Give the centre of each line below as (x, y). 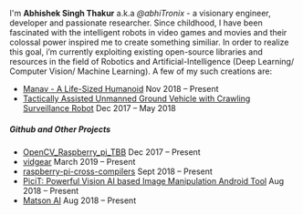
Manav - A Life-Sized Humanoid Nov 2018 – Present (120, 89)
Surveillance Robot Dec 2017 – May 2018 (99, 108)
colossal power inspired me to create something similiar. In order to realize (149, 42)
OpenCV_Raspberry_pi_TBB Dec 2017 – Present (111, 152)
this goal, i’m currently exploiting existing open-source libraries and (136, 52)
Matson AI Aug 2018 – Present (79, 200)
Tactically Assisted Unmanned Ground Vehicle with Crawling (136, 98)
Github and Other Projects (60, 129)
